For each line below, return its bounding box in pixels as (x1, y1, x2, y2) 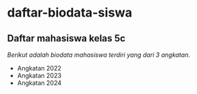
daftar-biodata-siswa (7, 5, 133, 21)
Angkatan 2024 (17, 79, 62, 87)
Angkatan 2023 (17, 71, 62, 79)
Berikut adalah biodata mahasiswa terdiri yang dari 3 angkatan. (7, 50, 191, 59)
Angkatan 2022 (17, 64, 62, 72)
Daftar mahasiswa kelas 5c (7, 32, 126, 44)
